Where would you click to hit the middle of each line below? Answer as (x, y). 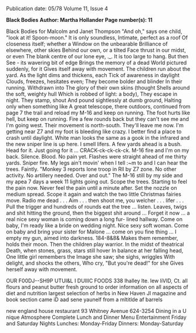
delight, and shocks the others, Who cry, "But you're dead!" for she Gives (95, 263)
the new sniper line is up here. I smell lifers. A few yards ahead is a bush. (94, 144)
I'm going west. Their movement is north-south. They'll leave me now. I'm (95, 125)
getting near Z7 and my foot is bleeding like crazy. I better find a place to (94, 131)
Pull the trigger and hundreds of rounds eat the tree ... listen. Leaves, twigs (97, 207)
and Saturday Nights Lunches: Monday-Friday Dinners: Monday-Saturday (95, 323)
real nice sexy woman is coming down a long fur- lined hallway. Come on (94, 219)
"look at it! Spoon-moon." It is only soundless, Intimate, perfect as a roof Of (97, 37)
